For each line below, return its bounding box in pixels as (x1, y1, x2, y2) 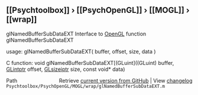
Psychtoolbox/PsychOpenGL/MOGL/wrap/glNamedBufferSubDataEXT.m (6, 83, 165, 89)
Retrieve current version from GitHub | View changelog (59, 77, 193, 84)
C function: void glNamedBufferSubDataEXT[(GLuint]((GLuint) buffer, (6, 59, 174, 66)
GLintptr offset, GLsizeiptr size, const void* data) (6, 65, 125, 73)
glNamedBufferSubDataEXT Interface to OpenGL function (6, 30, 147, 37)
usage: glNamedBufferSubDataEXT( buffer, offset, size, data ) (6, 48, 156, 55)
